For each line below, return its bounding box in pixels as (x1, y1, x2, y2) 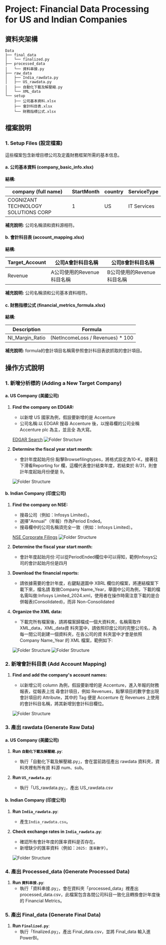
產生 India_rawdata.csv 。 (19, 818, 71, 824)
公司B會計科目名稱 (111, 259, 155, 266)
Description (12, 326, 41, 333)
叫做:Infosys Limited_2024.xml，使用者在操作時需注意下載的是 (28, 593, 156, 599)
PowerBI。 (19, 935, 41, 941)
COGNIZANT (7, 196, 38, 203)
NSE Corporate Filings (12, 534, 58, 540)
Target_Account (7, 259, 46, 266)
